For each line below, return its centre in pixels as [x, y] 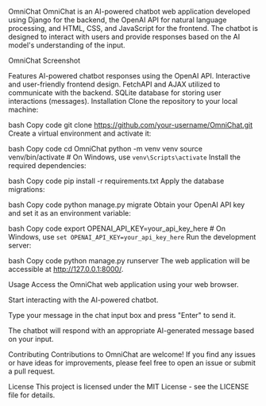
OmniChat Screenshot [44, 60]
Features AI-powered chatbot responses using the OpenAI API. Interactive [129, 76]
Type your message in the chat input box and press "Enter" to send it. [122, 315]
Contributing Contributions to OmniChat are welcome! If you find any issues [132, 354]
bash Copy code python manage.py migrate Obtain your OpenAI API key [127, 205]
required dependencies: [47, 165]
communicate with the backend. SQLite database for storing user [115, 93]
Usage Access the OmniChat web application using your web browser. [123, 284]
